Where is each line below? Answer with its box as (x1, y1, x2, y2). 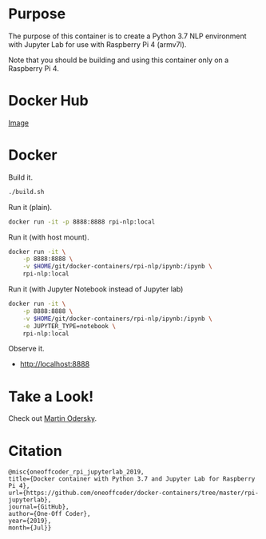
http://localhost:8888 (19, 359, 90, 369)
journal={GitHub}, (8, 503, 69, 511)
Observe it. (8, 344, 46, 354)
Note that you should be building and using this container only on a (8, 55, 229, 65)
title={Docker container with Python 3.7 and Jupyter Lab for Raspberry (8, 475, 256, 483)
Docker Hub (8, 92, 89, 110)
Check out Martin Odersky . (8, 414, 97, 423)
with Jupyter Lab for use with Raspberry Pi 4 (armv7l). (8, 39, 187, 49)
